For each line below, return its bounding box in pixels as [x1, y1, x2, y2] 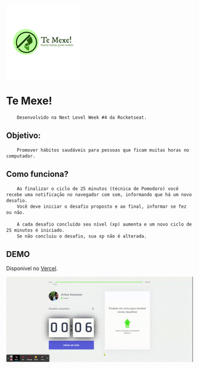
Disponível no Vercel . [6, 265, 58, 272]
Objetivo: [6, 131, 41, 141]
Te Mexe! [6, 94, 52, 108]
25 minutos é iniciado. [6, 227, 65, 233]
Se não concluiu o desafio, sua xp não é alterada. [17, 233, 147, 239]
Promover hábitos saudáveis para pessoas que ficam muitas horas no [17, 147, 190, 153]
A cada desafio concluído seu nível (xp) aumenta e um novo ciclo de [17, 221, 192, 227]
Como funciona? [6, 169, 69, 179]
